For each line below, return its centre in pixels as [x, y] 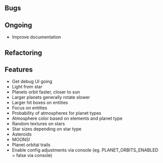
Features [19, 69]
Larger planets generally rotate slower [51, 97]
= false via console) [32, 156]
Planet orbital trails [31, 145]
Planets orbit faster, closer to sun [46, 92]
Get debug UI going [32, 81]
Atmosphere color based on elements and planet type [67, 118]
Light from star [27, 87]
